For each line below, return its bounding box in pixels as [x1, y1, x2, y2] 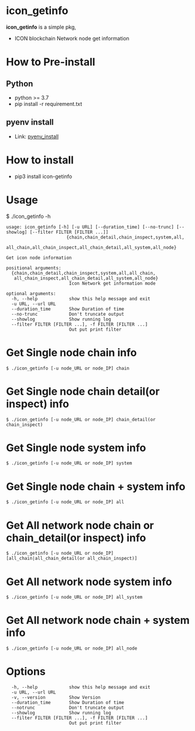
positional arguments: [6, 265, 61, 271]
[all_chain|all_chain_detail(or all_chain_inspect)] [6, 555, 138, 562]
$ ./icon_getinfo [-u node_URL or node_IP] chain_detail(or [6, 416, 156, 422]
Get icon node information [6, 255, 72, 261]
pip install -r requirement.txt [14, 100, 83, 107]
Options [6, 665, 46, 678]
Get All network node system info [6, 575, 172, 588]
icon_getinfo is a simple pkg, [6, 23, 76, 30]
